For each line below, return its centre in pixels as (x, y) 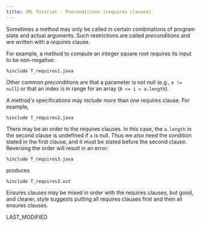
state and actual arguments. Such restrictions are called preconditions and (98, 35)
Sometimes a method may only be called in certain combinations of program (100, 29)
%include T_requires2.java (40, 118)
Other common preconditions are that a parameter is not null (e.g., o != (94, 82)
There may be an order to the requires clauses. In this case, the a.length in (99, 129)
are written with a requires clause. (48, 42)
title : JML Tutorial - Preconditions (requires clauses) (79, 12)
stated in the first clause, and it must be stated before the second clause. (97, 142)
